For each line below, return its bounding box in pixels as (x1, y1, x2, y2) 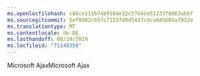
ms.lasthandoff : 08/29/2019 (7, 36, 89, 43)
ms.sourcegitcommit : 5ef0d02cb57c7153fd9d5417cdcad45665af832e (7, 17, 194, 23)
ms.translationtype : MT (7, 23, 76, 30)
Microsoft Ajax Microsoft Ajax (7, 61, 90, 69)
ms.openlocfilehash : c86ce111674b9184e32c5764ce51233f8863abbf (7, 10, 194, 17)
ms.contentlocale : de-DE (7, 29, 79, 37)
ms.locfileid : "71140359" (7, 42, 82, 49)
